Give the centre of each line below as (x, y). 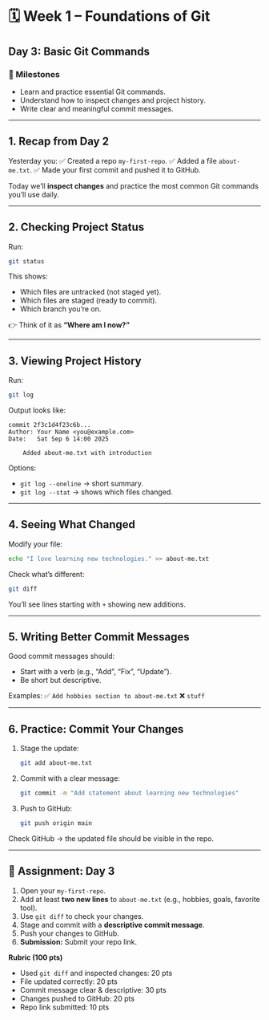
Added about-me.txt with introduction (87, 453)
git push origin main (56, 823)
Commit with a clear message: (70, 778)
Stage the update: (49, 749)
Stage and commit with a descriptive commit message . (112, 925)
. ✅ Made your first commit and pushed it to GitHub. (115, 169)
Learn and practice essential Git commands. (92, 91)
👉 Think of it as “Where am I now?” (69, 325)
